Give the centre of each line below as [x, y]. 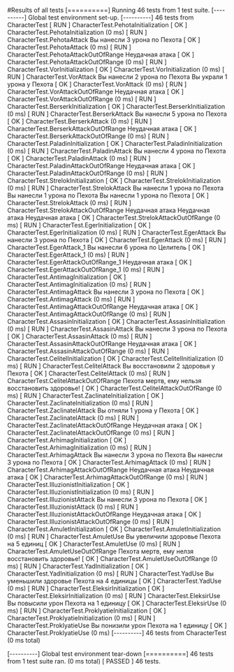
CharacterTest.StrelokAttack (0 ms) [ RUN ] [69, 203]
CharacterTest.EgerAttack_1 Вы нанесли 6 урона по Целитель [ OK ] [106, 247]
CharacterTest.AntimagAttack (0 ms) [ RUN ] [71, 299]
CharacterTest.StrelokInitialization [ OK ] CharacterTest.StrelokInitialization [114, 180]
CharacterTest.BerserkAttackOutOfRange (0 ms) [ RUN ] [88, 136]
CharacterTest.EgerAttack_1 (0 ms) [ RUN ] [68, 255]
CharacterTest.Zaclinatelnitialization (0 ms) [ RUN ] [80, 403]
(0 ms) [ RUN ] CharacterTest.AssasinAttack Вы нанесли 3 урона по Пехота [117, 329]
